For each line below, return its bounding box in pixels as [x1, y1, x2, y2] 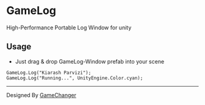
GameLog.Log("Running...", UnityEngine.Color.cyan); [6, 74, 143, 81]
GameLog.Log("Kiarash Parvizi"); [6, 70, 92, 76]
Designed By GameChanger [6, 91, 76, 98]
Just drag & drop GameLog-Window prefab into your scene [15, 57, 165, 65]
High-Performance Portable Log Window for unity [6, 24, 132, 31]
